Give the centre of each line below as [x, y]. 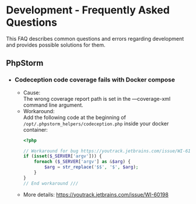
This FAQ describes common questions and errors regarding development [95, 38]
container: [35, 129]
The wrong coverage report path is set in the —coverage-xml [97, 99]
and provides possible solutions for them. [56, 45]
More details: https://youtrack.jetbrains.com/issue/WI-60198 [96, 194]
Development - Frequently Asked [88, 10]
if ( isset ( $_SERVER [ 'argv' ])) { [62, 156]
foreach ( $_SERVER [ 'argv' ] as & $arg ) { [83, 162]
